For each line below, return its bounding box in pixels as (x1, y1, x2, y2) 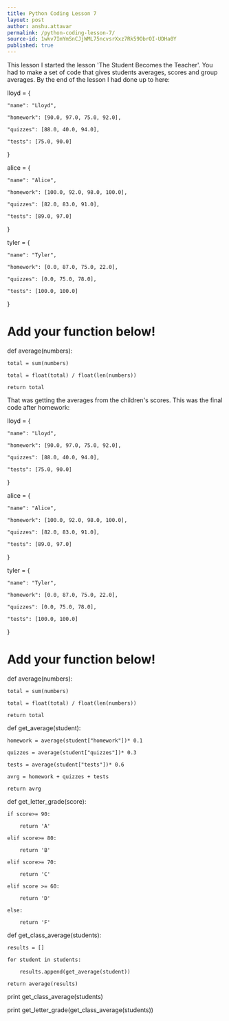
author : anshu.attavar (7, 23, 72, 30)
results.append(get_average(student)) (19, 968, 131, 975)
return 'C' (19, 870, 51, 877)
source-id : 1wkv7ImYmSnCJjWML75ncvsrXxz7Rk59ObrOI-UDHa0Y (7, 36, 177, 43)
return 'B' (19, 846, 51, 853)
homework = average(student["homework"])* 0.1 (7, 737, 143, 744)
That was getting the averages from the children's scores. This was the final (7, 396, 223, 404)
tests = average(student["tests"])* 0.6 (7, 761, 125, 768)
